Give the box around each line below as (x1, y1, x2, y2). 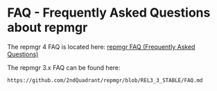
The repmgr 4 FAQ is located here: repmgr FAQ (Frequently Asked (7, 42, 196, 51)
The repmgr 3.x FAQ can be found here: (7, 63, 121, 72)
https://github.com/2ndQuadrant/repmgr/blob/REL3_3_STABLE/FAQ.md (7, 76, 203, 84)
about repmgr (7, 19, 88, 35)
